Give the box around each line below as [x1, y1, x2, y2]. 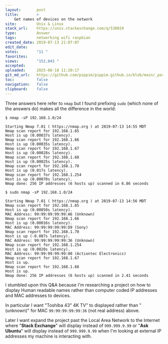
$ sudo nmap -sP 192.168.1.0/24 [5, 190, 72, 195]
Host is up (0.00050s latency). [5, 207, 72, 212]
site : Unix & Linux [5, 21, 64, 27]
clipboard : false [5, 86, 48, 92]
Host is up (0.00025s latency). [5, 159, 72, 164]
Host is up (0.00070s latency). [5, 176, 72, 182]
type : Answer [5, 31, 50, 36]
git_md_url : [5, 73, 30, 78]
